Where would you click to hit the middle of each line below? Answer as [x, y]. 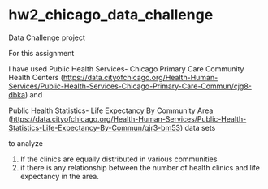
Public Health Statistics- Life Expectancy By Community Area [111, 110]
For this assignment [41, 53]
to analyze [26, 143]
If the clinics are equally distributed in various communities [119, 159]
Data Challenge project [47, 37]
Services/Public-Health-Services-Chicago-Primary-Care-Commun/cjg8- [130, 86]
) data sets [198, 127]
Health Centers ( [36, 77]
